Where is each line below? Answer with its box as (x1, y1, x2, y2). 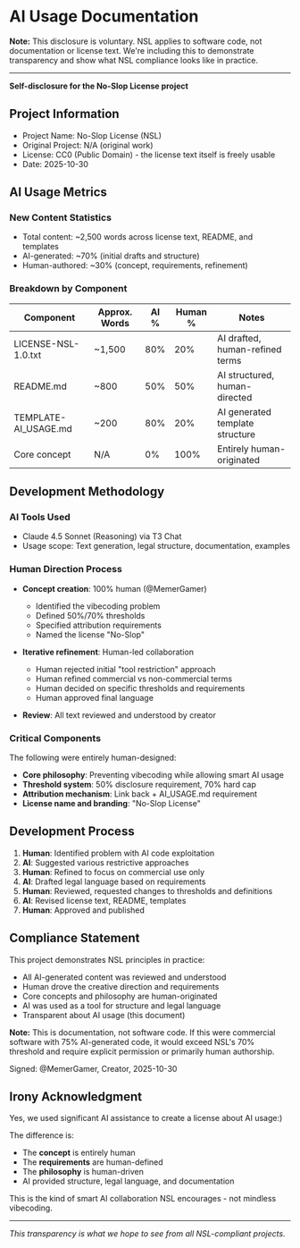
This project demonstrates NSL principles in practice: (9, 954, 205, 965)
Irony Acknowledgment (9, 1089, 143, 1105)
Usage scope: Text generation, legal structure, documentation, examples (21, 541, 290, 552)
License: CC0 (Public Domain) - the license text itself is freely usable (21, 149, 276, 160)
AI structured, (217, 368, 275, 381)
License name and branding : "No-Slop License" (21, 798, 201, 809)
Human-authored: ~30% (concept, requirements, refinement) (21, 260, 248, 271)
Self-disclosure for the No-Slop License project (9, 80, 189, 91)
